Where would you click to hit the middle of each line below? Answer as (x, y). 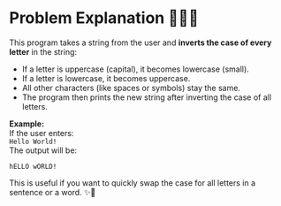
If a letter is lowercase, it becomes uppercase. (106, 78)
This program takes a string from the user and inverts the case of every (140, 42)
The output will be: (43, 150)
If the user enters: (42, 133)
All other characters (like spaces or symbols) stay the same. (131, 88)
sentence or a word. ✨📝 (53, 192)
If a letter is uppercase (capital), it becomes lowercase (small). (135, 69)
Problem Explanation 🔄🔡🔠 (104, 18)
